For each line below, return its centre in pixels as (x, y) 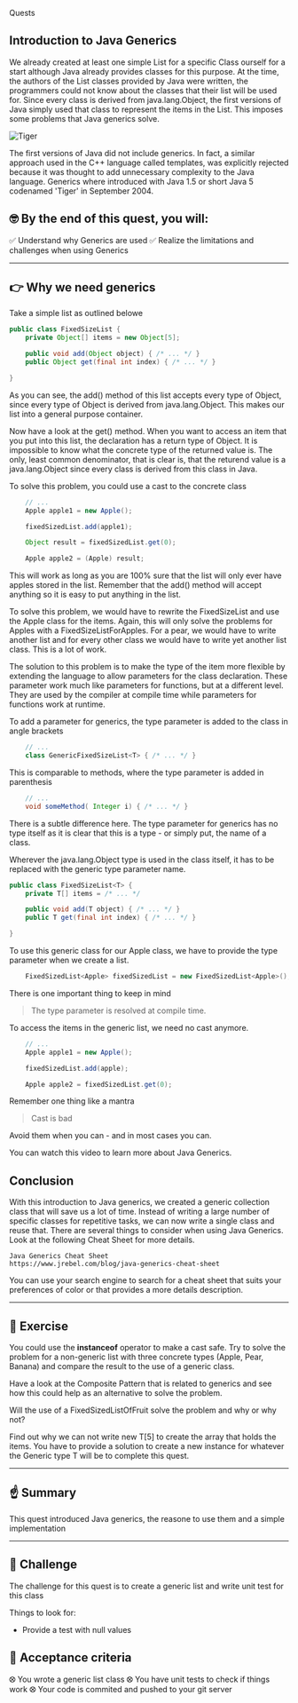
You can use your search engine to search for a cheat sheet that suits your (145, 1280)
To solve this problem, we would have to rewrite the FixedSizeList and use (144, 612)
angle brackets (36, 731)
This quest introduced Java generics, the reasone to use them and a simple (147, 1518)
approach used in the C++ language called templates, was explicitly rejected (149, 162)
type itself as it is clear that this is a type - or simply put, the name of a (138, 833)
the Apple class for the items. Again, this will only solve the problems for (141, 622)
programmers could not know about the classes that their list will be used (143, 90)
